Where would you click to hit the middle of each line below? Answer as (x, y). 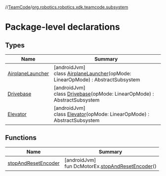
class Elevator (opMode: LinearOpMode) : (102, 114)
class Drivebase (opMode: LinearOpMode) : (104, 94)
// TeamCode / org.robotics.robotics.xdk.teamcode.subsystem (67, 7)
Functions (21, 138)
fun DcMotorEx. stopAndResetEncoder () (110, 166)
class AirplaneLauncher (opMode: (92, 73)
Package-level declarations (62, 27)
